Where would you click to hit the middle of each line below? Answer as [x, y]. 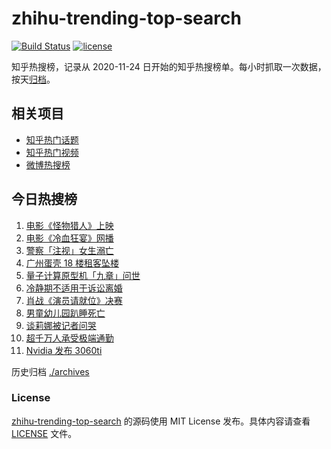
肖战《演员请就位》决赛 [74, 300]
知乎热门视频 [52, 152]
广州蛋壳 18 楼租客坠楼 [72, 263]
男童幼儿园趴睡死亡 [65, 313]
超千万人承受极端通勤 [69, 338]
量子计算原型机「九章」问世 [83, 275]
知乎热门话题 [52, 139]
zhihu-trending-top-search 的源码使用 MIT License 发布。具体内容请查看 [161, 421]
